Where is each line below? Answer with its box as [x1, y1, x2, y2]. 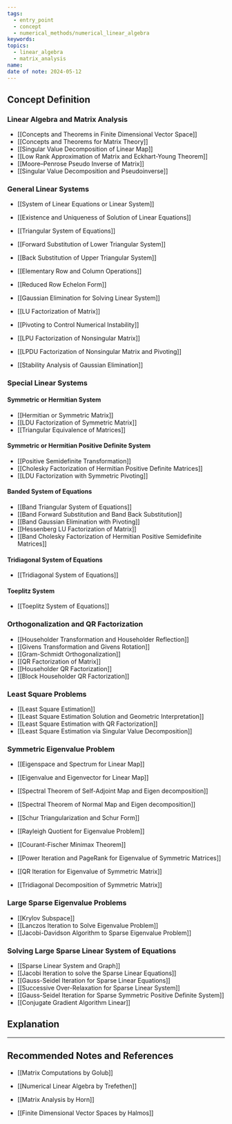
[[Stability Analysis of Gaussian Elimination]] [17, 361, 144, 369]
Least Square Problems [7, 689, 87, 699]
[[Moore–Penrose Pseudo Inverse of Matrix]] [17, 160, 145, 168]
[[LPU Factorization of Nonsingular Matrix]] [17, 334, 140, 343]
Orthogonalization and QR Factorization [7, 619, 144, 629]
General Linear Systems [7, 184, 90, 194]
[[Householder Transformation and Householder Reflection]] [17, 635, 189, 643]
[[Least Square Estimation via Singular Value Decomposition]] [17, 727, 193, 735]
